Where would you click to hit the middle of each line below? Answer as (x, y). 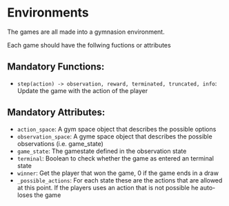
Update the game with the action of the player (82, 90)
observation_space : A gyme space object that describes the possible (114, 136)
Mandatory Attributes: (56, 113)
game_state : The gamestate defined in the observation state (102, 151)
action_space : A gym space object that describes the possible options (117, 129)
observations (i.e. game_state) (60, 143)
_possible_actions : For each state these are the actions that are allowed (120, 180)
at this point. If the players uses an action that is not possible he (108, 187)
